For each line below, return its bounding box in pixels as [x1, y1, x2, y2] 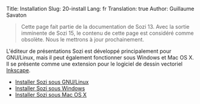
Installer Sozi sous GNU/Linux [14, 78, 89, 85]
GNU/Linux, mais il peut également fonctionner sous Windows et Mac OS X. [6, 54, 194, 61]
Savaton [6, 11, 27, 19]
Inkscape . [6, 67, 31, 74]
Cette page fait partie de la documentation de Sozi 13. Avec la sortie [20, 23, 190, 30]
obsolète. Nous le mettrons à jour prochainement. [20, 36, 145, 43]
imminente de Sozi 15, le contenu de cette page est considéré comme [20, 29, 194, 37]
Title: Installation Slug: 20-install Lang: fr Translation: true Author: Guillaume [6, 5, 195, 12]
